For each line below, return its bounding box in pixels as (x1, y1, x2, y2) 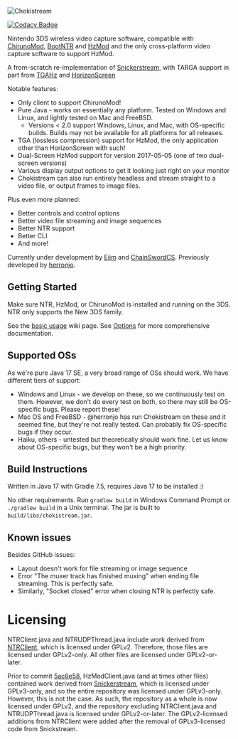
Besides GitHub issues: (7, 551, 75, 559)
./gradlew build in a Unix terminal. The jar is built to (7, 504, 161, 512)
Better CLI (17, 232, 48, 240)
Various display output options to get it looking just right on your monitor (17, 166, 229, 174)
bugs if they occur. (17, 427, 73, 436)
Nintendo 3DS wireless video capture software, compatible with (7, 34, 194, 43)
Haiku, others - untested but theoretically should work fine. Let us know (17, 435, 228, 444)
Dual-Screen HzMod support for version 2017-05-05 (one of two (17, 151, 207, 159)
